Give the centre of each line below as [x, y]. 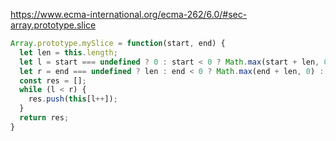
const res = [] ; [53, 80]
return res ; [44, 118]
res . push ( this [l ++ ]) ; [73, 99]
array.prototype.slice [53, 25]
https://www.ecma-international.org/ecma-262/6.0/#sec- [129, 14]
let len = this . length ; [68, 52]
